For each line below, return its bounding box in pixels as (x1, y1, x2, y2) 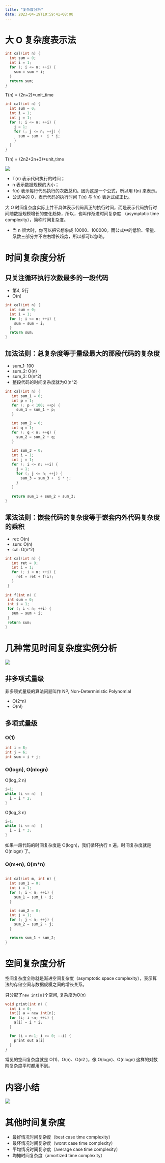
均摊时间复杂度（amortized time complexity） (12, 1153, 105, 1159)
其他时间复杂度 (5, 1117, 66, 1128)
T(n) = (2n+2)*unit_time (5, 92, 54, 98)
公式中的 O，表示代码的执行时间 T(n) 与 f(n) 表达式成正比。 (12, 194, 133, 200)
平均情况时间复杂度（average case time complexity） (12, 1146, 121, 1152)
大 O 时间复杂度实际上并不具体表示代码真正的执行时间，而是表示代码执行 (5, 205, 153, 211)
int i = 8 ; (5, 745, 27, 751)
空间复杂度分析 (5, 958, 66, 969)
